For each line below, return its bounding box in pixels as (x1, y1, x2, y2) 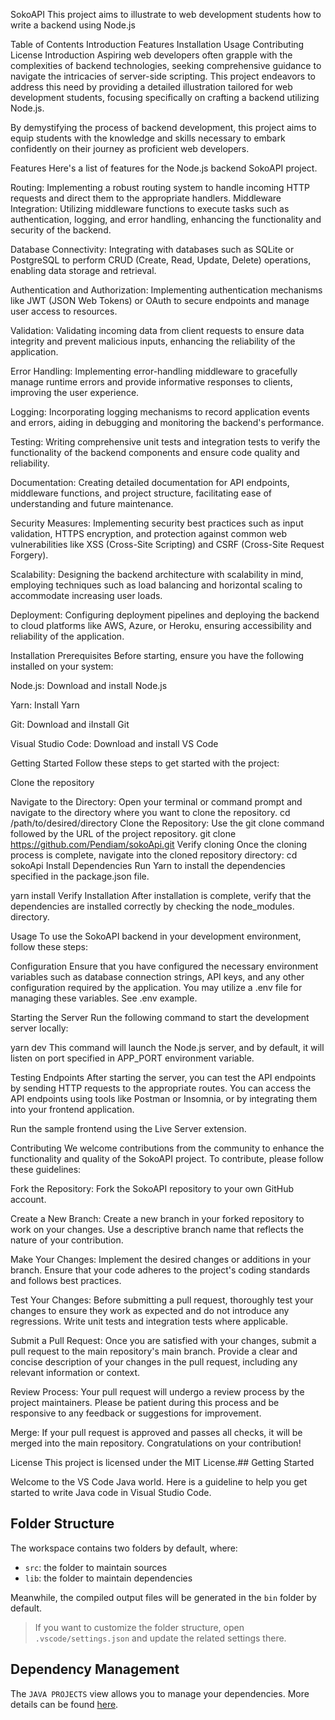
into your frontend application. (10, 1104, 135, 1115)
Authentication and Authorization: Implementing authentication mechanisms (10, 284, 323, 296)
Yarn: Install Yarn (10, 699, 80, 711)
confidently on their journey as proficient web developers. (10, 143, 250, 154)
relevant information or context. (10, 1367, 141, 1378)
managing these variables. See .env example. (10, 992, 198, 1004)
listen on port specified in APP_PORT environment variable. (10, 1052, 255, 1064)
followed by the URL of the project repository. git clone (10, 828, 237, 839)
